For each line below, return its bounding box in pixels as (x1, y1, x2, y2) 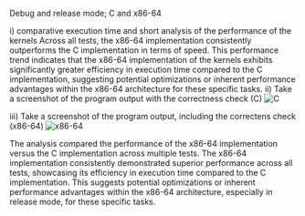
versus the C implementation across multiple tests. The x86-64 (9, 148, 247, 159)
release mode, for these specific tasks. (9, 196, 156, 207)
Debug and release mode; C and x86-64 (9, 8, 163, 18)
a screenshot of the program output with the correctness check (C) (9, 93, 263, 104)
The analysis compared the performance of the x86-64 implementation (9, 139, 279, 149)
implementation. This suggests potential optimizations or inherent (9, 177, 256, 188)
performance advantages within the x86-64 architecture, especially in (9, 187, 273, 197)
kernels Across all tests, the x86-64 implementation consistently (9, 36, 252, 46)
